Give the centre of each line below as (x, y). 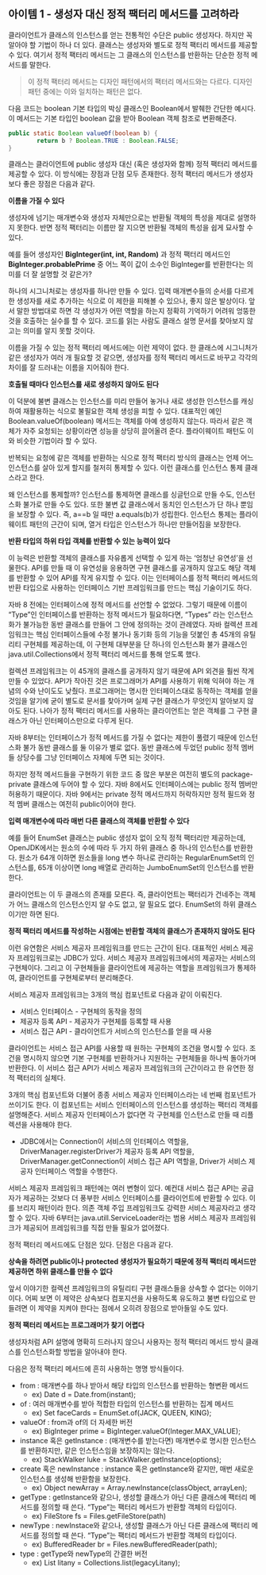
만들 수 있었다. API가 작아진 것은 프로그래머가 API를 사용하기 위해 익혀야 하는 (127, 681)
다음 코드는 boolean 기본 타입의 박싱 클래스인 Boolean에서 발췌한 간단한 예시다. (132, 108)
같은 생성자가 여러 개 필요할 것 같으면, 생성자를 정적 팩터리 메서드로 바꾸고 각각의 (133, 358)
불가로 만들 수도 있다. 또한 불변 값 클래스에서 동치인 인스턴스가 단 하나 (131, 504)
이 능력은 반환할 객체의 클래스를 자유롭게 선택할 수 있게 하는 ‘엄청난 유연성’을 (126, 558)
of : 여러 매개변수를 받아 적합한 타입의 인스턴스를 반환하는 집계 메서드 (127, 1404)
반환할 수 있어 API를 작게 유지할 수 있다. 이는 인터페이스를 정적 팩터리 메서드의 (137, 578)
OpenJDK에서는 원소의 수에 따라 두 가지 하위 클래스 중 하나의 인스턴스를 (120, 848)
